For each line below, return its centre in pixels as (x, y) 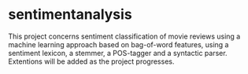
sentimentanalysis (70, 15)
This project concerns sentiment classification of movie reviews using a (124, 36)
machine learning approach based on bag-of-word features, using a (118, 44)
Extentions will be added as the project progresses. (91, 61)
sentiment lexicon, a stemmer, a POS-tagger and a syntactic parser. (118, 53)
